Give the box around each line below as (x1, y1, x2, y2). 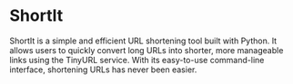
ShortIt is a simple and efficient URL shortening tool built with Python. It (9, 35, 278, 46)
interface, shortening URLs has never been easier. (9, 64, 197, 75)
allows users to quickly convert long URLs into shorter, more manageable (9, 44, 284, 55)
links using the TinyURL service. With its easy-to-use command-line (9, 54, 265, 65)
